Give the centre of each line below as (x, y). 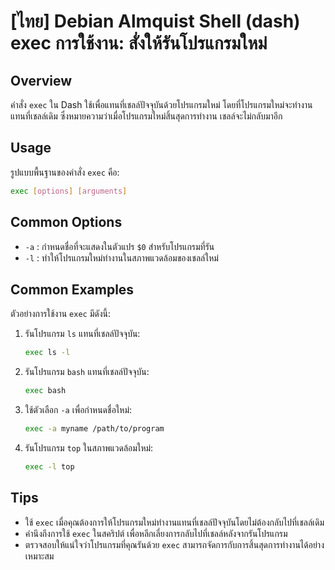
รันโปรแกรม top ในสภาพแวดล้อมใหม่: (89, 447)
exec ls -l (47, 353)
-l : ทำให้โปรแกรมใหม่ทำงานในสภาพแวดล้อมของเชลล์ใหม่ (121, 257)
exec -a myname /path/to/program (94, 429)
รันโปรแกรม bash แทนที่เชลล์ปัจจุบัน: (87, 372)
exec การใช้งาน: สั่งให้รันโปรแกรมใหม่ (139, 43)
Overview (41, 80)
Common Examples (72, 289)
